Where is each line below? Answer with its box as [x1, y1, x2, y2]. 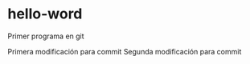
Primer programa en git [7, 31, 85, 41]
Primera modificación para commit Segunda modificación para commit [7, 46, 242, 56]
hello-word [7, 5, 83, 23]
